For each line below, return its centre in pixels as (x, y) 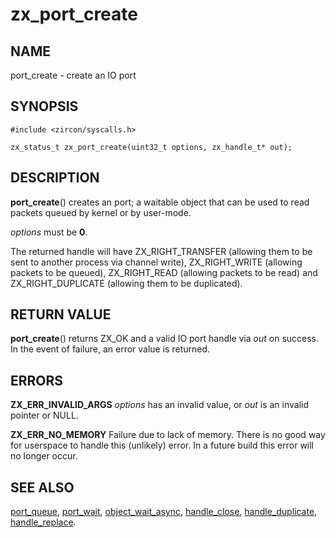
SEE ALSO (42, 487)
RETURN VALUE (61, 314)
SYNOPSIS (44, 106)
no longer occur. (44, 456)
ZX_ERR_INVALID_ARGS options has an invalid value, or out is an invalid (160, 405)
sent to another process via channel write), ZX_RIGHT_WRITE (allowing (156, 262)
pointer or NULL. (44, 415)
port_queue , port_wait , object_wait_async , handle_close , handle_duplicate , (164, 512)
